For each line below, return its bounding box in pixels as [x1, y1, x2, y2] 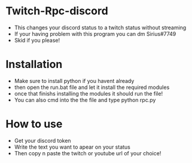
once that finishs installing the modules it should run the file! [14, 90, 163, 97]
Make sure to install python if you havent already [14, 77, 135, 84]
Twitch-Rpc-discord [5, 4, 108, 18]
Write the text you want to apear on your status [14, 143, 131, 150]
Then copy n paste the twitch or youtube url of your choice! [14, 149, 161, 156]
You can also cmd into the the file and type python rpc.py [14, 96, 156, 103]
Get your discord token [14, 137, 71, 144]
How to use [5, 118, 63, 131]
